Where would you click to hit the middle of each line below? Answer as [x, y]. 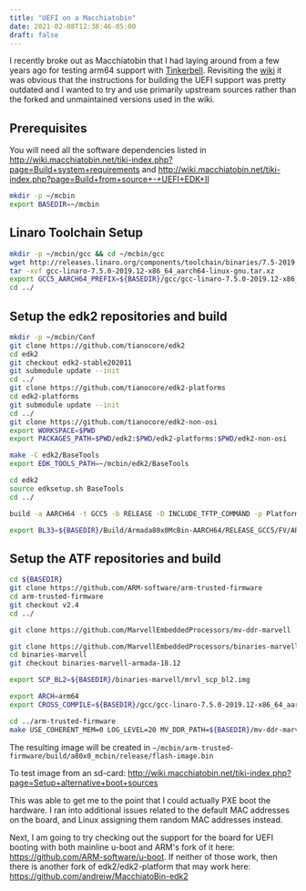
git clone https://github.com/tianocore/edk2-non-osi [114, 422]
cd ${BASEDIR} [36, 580]
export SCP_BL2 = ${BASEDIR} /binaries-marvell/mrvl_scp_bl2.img [130, 680]
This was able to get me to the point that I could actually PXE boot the [140, 800]
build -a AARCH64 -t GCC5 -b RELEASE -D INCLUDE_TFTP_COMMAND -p [136, 513]
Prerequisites [48, 128]
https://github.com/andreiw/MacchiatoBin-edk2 [99, 875]
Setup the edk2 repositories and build [118, 316]
